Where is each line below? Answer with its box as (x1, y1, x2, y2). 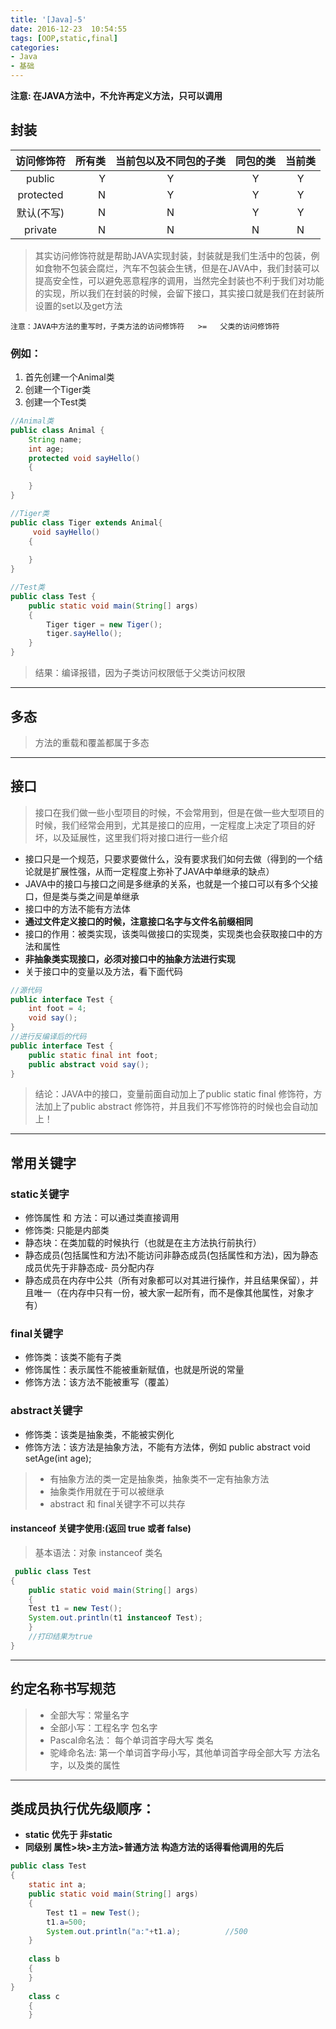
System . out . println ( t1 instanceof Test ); (28, 1613, 203, 1623)
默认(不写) (16, 206, 65, 220)
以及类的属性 (67, 1759, 121, 1771)
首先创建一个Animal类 (24, 371, 115, 383)
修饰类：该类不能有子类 (24, 1351, 122, 1363)
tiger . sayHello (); (46, 629, 123, 639)
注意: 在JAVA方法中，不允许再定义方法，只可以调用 (10, 90, 223, 101)
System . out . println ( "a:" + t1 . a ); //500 (46, 1926, 248, 1936)
